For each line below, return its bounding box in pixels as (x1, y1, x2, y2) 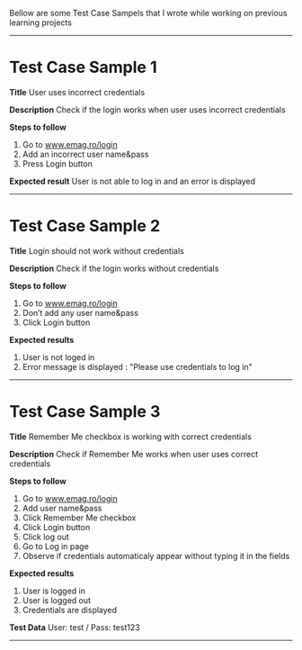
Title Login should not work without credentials (9, 245, 184, 256)
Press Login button (22, 158, 93, 169)
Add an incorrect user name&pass (22, 149, 149, 159)
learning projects (9, 17, 72, 28)
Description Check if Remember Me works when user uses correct (9, 448, 259, 459)
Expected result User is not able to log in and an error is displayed (9, 176, 256, 186)
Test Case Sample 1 (9, 58, 157, 77)
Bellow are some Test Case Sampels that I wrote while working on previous (9, 8, 288, 18)
